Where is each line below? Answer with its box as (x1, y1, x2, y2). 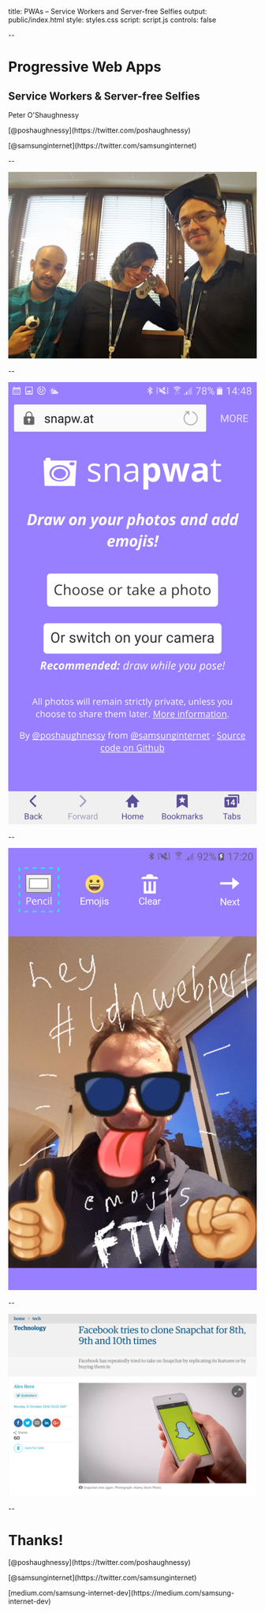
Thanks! (8, 1532, 64, 1550)
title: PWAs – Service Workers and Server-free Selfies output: (8, 7, 207, 16)
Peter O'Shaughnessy (8, 111, 80, 119)
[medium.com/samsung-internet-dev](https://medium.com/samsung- (8, 1589, 235, 1598)
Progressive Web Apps (8, 58, 162, 76)
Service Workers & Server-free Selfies (8, 89, 200, 103)
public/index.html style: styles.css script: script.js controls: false (8, 15, 217, 24)
